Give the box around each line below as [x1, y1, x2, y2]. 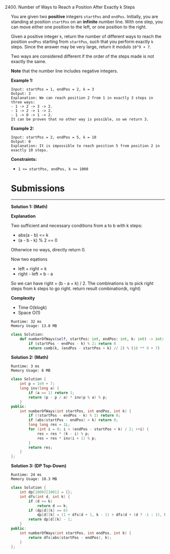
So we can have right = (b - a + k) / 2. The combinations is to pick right [11, 280, 154, 286]
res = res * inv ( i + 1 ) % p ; [37, 436, 97, 441]
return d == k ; [37, 503, 68, 508]
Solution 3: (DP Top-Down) [11, 463, 67, 469]
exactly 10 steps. [11, 148, 48, 153]
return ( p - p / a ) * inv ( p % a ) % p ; [28, 395, 107, 400]
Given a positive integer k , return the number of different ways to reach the [11, 34, 162, 39]
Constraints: [11, 156, 37, 162]
